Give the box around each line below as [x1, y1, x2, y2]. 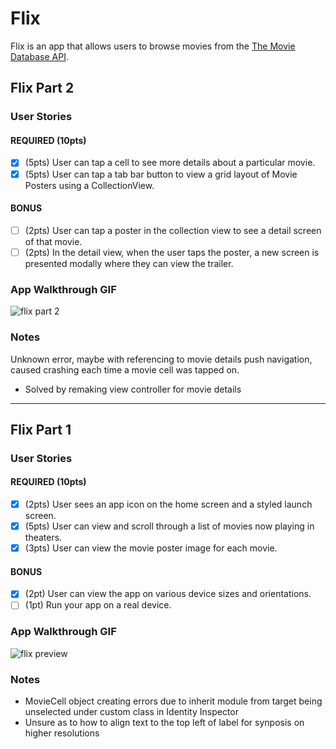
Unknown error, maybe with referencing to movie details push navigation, [10, 353, 313, 365]
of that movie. [24, 235, 83, 247]
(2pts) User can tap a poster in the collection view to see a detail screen [24, 224, 322, 236]
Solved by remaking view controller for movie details [24, 383, 242, 395]
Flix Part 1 [10, 421, 72, 438]
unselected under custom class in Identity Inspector [24, 706, 239, 718]
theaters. [24, 532, 63, 544]
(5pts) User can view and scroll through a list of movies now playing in [24, 520, 315, 532]
